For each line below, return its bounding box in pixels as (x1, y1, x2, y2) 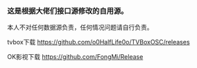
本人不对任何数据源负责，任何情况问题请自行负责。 (7, 23, 153, 32)
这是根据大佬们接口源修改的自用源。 (7, 6, 128, 15)
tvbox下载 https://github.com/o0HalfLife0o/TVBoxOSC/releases (7, 38, 190, 46)
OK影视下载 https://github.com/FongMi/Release (7, 53, 144, 61)
